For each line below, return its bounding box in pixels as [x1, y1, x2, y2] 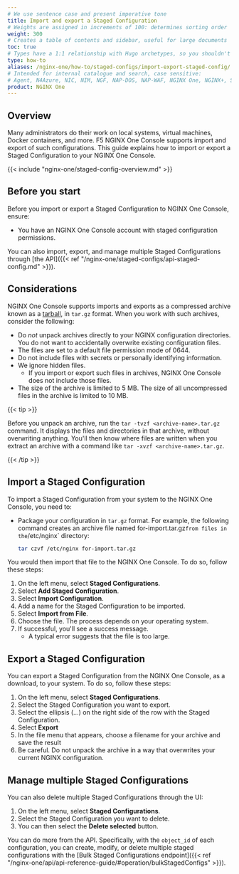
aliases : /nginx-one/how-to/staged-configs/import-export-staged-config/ [7, 63, 231, 70]
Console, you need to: [7, 502, 73, 511]
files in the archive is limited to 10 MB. [17, 391, 129, 399]
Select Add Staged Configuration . [17, 586, 119, 595]
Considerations [7, 283, 78, 295]
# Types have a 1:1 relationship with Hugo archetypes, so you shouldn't [7, 51, 231, 58]
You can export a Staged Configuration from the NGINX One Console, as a [7, 672, 225, 680]
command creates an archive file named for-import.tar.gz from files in [17, 524, 228, 532]
